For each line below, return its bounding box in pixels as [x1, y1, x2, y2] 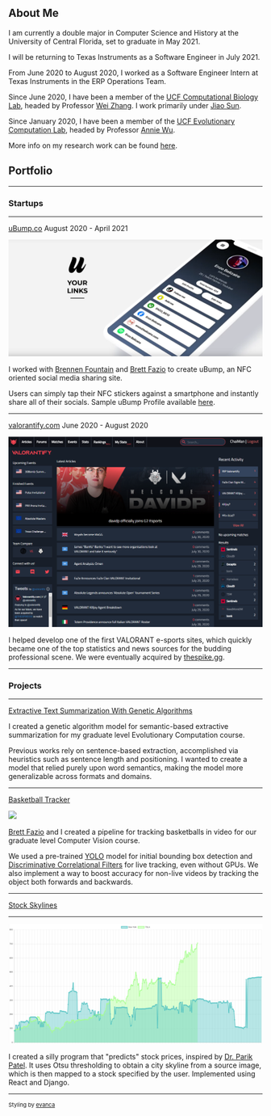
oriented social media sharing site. [8, 373, 123, 383]
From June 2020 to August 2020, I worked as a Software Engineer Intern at [8, 68, 259, 78]
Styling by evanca [8, 1101, 56, 1109]
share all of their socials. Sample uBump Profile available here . [8, 398, 215, 407]
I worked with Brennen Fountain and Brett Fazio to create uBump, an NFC [8, 364, 252, 374]
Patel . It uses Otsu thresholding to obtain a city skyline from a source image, [8, 1060, 262, 1070]
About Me [8, 6, 59, 20]
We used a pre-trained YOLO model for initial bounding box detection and [8, 852, 252, 861]
